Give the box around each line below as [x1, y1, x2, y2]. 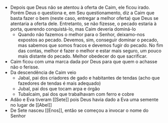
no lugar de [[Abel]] [10, 102, 52, 108]
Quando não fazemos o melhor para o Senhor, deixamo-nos [17, 32, 145, 37]
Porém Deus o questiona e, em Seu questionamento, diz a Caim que [10, 10, 155, 16]
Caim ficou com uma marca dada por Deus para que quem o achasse [10, 59, 158, 64]
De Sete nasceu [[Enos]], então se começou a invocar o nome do [10, 107, 149, 113]
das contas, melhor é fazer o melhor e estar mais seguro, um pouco [17, 48, 162, 54]
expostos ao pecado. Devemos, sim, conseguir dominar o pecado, [17, 37, 158, 43]
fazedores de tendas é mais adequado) [17, 80, 101, 86]
